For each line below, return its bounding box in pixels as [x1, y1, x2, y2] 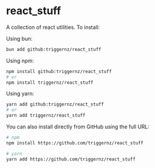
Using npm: [6, 57, 34, 64]
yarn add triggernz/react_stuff [6, 113, 85, 118]
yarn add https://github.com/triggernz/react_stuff [6, 156, 136, 162]
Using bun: [6, 35, 33, 42]
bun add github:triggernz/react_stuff [6, 46, 101, 52]
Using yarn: [6, 90, 34, 97]
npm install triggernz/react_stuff [6, 80, 94, 85]
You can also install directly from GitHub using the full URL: [6, 123, 150, 130]
